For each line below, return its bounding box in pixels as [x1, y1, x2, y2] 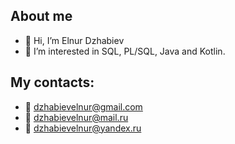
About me [10, 8, 73, 25]
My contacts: [10, 74, 95, 91]
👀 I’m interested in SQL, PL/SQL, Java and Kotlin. [24, 45, 226, 57]
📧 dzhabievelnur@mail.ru [24, 111, 129, 123]
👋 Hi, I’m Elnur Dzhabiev [24, 34, 125, 46]
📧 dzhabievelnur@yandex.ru [24, 122, 142, 134]
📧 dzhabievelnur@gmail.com [24, 100, 143, 113]
